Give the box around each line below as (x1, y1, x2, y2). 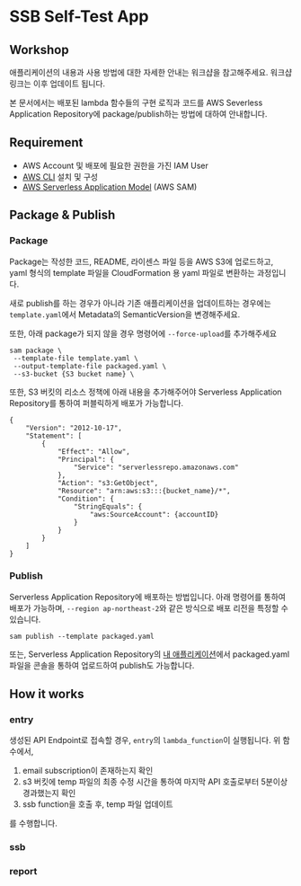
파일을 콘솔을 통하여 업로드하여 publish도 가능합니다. (9, 660, 195, 670)
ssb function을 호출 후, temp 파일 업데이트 (22, 799, 173, 810)
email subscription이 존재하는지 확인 (22, 766, 154, 776)
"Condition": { (57, 494, 115, 503)
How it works (9, 687, 84, 702)
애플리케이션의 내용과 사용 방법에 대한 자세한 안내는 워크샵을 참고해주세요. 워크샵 (9, 67, 293, 77)
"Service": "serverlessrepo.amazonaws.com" (73, 463, 240, 472)
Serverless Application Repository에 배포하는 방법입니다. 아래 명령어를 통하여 (9, 591, 286, 602)
